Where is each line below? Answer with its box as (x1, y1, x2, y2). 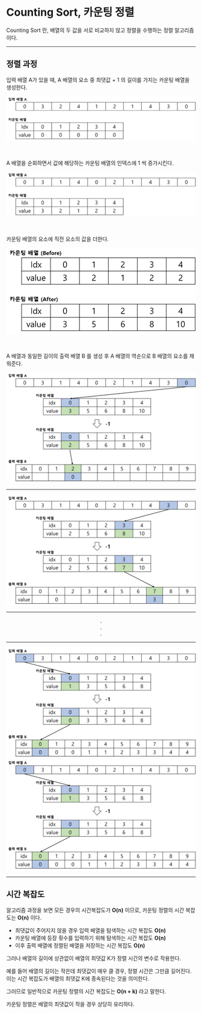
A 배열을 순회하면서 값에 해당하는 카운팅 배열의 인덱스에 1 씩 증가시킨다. (6, 160, 174, 167)
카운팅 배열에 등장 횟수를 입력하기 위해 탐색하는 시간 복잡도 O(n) (14, 934, 167, 941)
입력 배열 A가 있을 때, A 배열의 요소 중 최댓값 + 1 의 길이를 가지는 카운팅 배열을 (6, 76, 190, 83)
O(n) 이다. (17, 914, 42, 921)
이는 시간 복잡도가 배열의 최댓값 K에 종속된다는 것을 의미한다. (6, 974, 149, 982)
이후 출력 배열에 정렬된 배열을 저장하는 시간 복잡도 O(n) (14, 941, 145, 949)
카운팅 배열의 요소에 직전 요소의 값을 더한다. (6, 235, 109, 243)
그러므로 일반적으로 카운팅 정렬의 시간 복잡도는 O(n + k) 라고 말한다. (6, 988, 167, 995)
